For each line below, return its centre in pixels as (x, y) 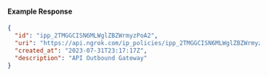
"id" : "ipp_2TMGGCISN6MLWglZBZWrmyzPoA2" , (86, 36)
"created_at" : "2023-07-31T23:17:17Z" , (81, 51)
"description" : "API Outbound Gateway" (81, 58)
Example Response (40, 11)
